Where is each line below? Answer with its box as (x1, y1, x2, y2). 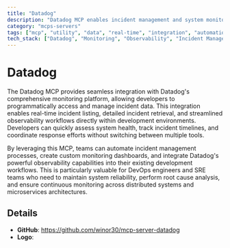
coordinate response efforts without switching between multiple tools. (7, 131, 205, 139)
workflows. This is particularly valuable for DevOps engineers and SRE (7, 166, 207, 174)
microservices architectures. (7, 188, 88, 196)
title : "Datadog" (7, 10, 57, 17)
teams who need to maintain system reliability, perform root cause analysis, (7, 174, 220, 182)
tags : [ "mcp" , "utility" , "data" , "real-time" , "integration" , (7, 29, 192, 36)
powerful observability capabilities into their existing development (7, 159, 193, 167)
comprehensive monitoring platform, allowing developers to (7, 95, 175, 103)
